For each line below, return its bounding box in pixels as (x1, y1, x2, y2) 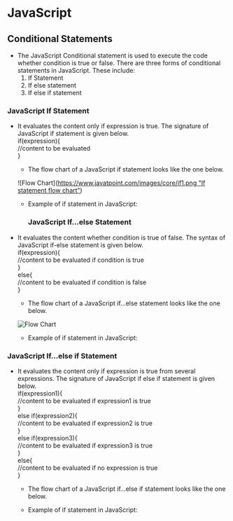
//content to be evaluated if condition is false (17, 278, 147, 286)
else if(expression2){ (17, 411, 78, 419)
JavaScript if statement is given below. (17, 130, 129, 138)
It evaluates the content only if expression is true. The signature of (17, 122, 209, 130)
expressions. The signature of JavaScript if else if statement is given (17, 374, 216, 382)
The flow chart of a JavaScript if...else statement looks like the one (27, 299, 220, 307)
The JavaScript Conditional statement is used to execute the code (17, 51, 208, 60)
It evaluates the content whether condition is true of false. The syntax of (17, 233, 226, 242)
